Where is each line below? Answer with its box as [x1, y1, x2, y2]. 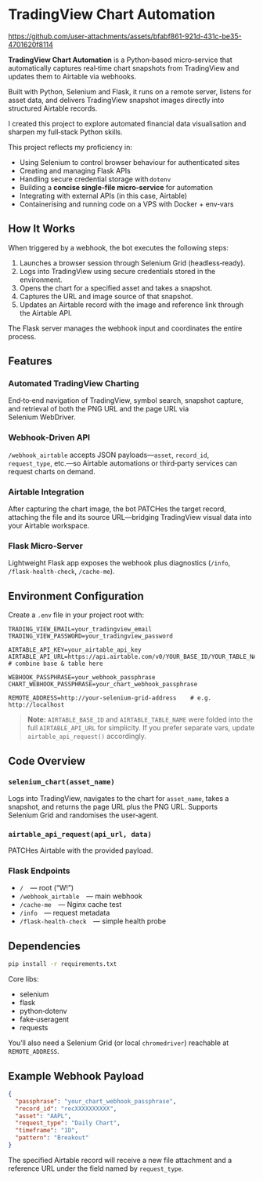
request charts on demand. [8, 466, 95, 476]
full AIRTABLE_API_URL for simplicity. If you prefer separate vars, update [27, 723, 255, 733]
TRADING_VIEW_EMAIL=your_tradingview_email [8, 626, 153, 634]
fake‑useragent [19, 1015, 69, 1024]
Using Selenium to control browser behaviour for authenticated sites [19, 157, 240, 166]
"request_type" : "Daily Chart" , [15, 1119, 121, 1128]
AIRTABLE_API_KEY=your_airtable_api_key [8, 646, 142, 654]
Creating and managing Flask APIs [19, 166, 131, 175]
